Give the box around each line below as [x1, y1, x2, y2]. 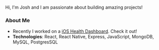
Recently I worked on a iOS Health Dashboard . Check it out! [12, 28, 137, 34]
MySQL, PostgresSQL [12, 39, 58, 45]
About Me [5, 17, 30, 24]
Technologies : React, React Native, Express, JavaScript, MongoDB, [12, 34, 154, 40]
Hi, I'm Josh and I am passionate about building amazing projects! [5, 5, 143, 10]
